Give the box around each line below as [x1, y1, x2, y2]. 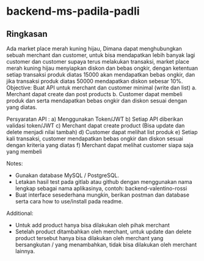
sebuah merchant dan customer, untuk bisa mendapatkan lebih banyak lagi [6, 51, 195, 59]
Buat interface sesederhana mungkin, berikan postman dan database [15, 191, 189, 199]
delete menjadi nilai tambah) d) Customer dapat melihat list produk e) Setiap [6, 129, 198, 135]
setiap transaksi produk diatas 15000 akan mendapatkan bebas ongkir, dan [6, 71, 195, 78]
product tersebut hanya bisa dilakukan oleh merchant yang [15, 235, 164, 241]
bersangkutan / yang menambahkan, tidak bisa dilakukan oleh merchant [15, 241, 197, 248]
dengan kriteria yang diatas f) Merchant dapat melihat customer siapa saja [6, 142, 194, 148]
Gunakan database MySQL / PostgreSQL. [15, 172, 120, 179]
